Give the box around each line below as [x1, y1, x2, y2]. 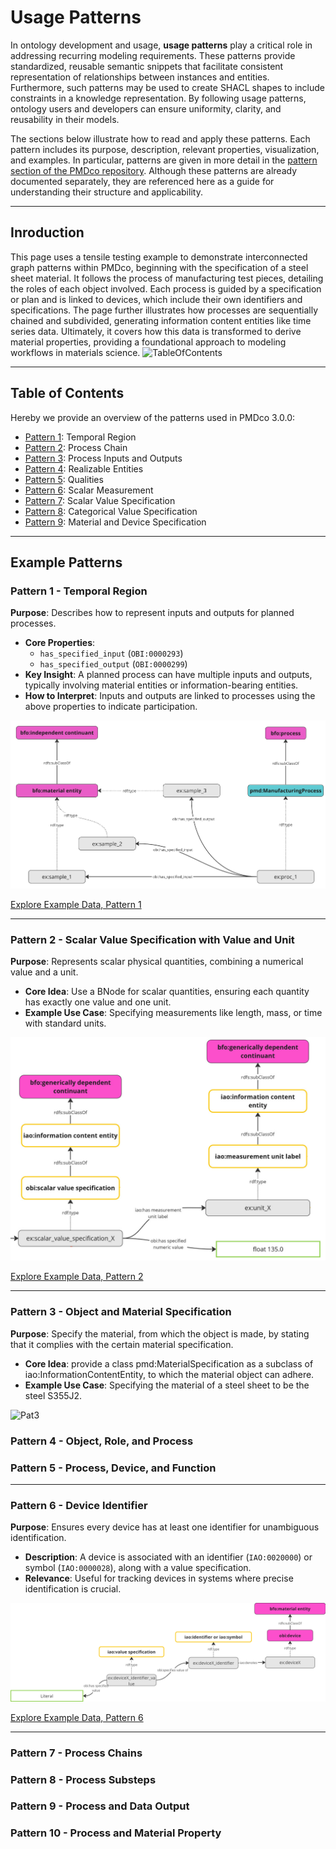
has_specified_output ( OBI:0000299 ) [39, 658, 188, 670]
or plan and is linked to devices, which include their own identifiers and [10, 293, 303, 305]
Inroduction [10, 224, 85, 241]
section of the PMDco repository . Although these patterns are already [10, 164, 298, 176]
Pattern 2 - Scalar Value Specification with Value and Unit [10, 932, 295, 946]
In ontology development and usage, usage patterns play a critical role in [10, 39, 313, 51]
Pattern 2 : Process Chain [24, 441, 128, 453]
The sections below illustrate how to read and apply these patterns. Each [10, 132, 311, 145]
